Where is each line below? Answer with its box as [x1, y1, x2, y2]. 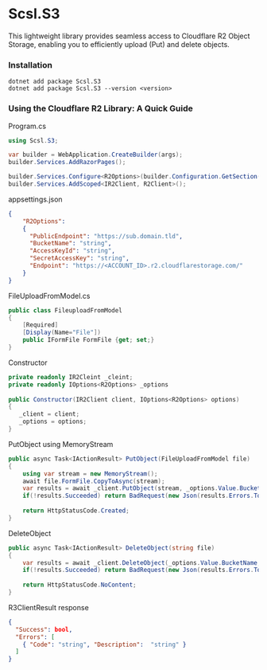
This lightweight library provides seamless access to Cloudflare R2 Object [8, 31, 250, 41]
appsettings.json [8, 194, 63, 204]
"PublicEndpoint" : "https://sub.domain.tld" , [29, 232, 183, 240]
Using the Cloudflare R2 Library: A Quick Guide [8, 103, 193, 114]
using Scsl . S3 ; [8, 136, 59, 144]
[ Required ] [22, 321, 59, 329]
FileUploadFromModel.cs [8, 291, 91, 300]
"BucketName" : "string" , [29, 240, 112, 248]
